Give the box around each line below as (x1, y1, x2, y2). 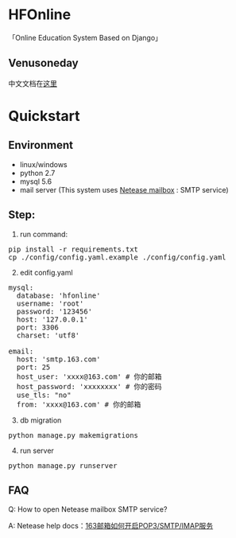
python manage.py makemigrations (8, 431, 139, 439)
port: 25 (16, 362, 51, 372)
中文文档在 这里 (8, 78, 57, 88)
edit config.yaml (19, 267, 73, 277)
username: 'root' (16, 298, 84, 308)
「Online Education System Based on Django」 (8, 33, 163, 42)
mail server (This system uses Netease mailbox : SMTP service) (19, 185, 229, 194)
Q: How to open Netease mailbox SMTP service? (8, 505, 168, 514)
